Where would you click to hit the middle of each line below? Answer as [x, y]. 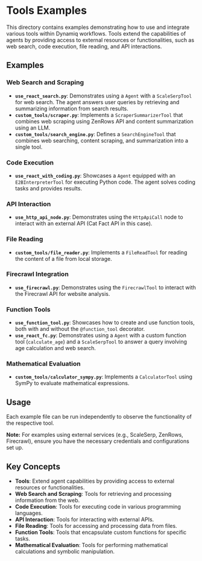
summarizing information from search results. [71, 108]
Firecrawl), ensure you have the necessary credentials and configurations [98, 441]
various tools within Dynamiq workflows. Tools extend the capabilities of [96, 33]
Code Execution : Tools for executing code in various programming [98, 507]
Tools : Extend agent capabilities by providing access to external [95, 481]
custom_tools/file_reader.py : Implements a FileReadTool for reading [101, 252]
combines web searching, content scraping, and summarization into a [102, 140]
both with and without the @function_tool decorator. [80, 329]
